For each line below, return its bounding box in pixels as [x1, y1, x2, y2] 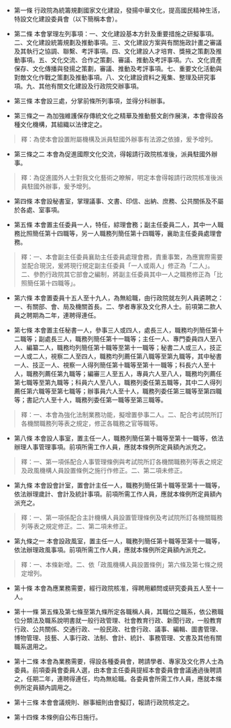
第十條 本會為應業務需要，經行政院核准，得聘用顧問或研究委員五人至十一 [13, 584, 224, 592]
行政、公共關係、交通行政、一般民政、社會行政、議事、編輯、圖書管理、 [13, 625, 222, 633]
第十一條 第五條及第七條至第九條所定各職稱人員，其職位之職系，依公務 [13, 607, 218, 616]
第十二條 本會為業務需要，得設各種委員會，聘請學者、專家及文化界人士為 [13, 658, 224, 665]
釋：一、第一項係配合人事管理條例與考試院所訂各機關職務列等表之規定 [20, 457, 223, 466]
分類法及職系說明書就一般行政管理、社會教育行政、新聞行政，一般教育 [20, 616, 222, 624]
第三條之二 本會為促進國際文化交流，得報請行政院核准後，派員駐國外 [13, 150, 211, 158]
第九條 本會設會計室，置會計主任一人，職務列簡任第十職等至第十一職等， [13, 481, 224, 490]
